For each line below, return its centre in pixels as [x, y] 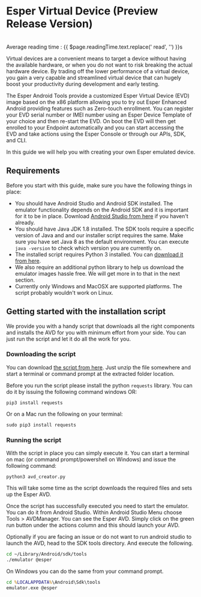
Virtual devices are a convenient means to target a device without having [96, 58]
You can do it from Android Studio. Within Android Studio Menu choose [94, 512]
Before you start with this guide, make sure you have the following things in [99, 185]
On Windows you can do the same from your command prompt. [85, 571]
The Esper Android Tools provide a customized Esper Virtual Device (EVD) [98, 95]
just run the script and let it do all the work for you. [69, 339]
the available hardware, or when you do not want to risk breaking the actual [100, 65]
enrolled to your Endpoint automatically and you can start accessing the [95, 127]
